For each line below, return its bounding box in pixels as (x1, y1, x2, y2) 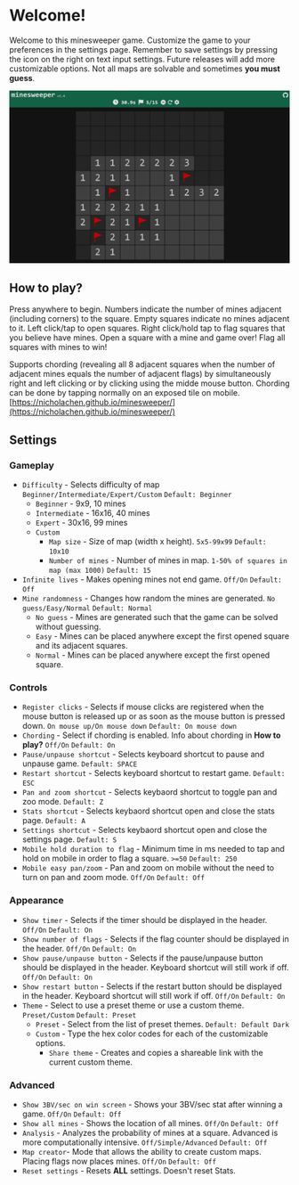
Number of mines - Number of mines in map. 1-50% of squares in (48, 555, 287, 566)
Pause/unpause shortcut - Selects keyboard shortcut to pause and (21, 749, 265, 760)
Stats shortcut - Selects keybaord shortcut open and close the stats (21, 805, 276, 816)
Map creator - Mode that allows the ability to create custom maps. (21, 1146, 263, 1156)
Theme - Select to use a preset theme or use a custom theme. (21, 1000, 245, 1010)
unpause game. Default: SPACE (21, 758, 138, 769)
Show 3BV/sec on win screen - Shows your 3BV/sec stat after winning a (21, 1099, 283, 1109)
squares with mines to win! (9, 342, 108, 353)
